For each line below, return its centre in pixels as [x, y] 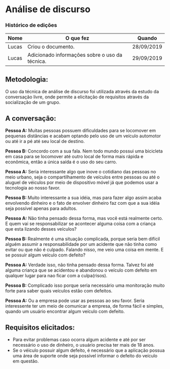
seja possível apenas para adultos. [41, 208]
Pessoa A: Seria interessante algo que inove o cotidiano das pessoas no [81, 172]
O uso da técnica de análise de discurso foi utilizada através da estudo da [82, 92]
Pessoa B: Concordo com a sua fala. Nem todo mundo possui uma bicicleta [84, 151]
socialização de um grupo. [33, 102]
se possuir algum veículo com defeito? [46, 255]
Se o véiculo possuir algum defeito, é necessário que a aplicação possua [89, 350]
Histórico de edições [31, 25]
